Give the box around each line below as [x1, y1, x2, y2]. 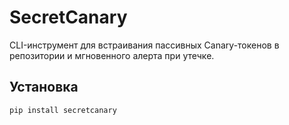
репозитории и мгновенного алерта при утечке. [9, 49, 215, 61]
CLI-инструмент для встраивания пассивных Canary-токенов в [9, 39, 280, 51]
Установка [9, 79, 79, 96]
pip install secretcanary [9, 105, 117, 115]
